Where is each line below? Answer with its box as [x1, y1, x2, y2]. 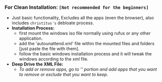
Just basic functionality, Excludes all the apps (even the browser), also [11, 15, 154, 21]
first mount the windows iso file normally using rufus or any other [19, 31, 151, 36]
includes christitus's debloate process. [11, 20, 94, 26]
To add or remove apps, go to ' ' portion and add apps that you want [19, 66, 157, 72]
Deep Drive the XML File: [11, 61, 64, 67]
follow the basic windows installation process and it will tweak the [19, 51, 152, 57]
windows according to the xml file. [19, 56, 89, 62]
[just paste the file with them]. [19, 46, 80, 52]
